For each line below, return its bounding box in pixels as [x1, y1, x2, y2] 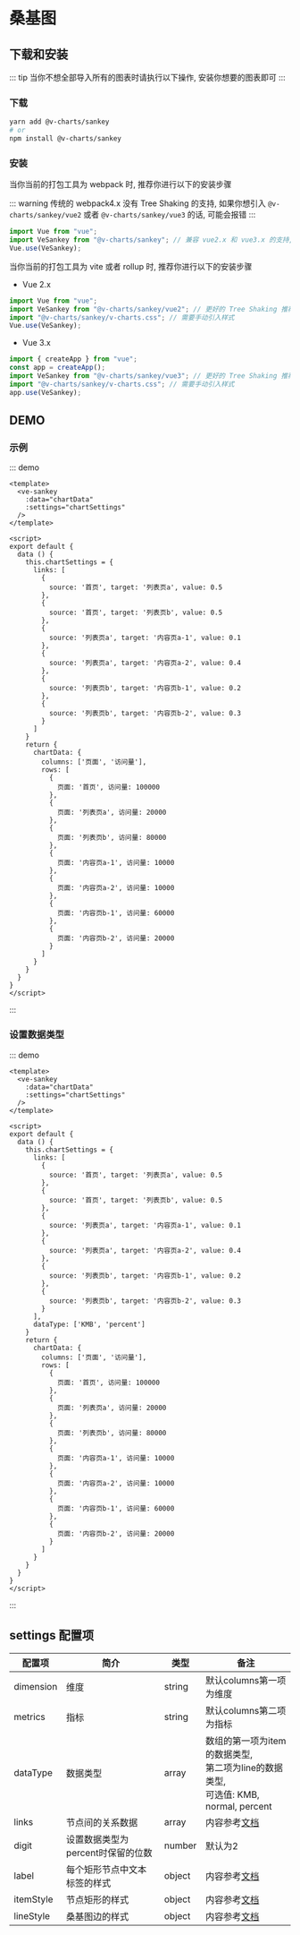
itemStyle [13, 1893, 54, 1905]
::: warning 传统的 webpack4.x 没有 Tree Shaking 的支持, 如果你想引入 [9, 198, 266, 209]
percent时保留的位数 [65, 1846, 153, 1859]
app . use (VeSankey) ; [9, 388, 82, 397]
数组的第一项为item [204, 1734, 287, 1747]
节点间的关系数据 [65, 1816, 138, 1828]
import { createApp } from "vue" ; [9, 355, 138, 364]
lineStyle [13, 1909, 51, 1922]
